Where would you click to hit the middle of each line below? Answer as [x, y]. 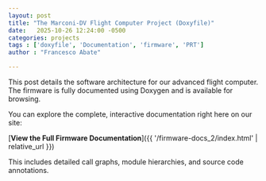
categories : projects [44, 38]
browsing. [25, 99]
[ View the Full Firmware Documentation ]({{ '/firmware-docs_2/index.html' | [133, 138]
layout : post [30, 15]
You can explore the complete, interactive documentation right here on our [130, 114]
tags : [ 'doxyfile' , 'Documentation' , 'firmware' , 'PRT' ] [106, 45]
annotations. [29, 170]
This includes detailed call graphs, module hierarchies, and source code [126, 162]
